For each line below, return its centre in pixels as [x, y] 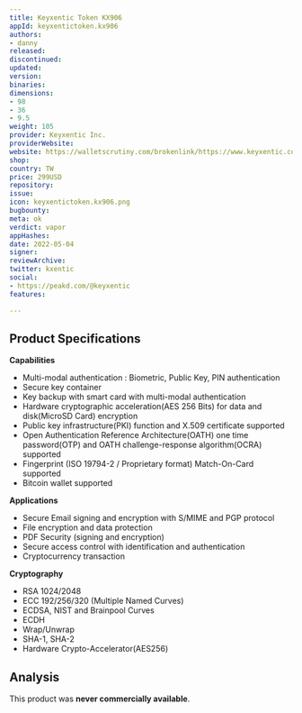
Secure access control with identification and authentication [133, 547]
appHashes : [30, 235]
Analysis [35, 677]
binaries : [28, 85]
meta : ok [26, 219]
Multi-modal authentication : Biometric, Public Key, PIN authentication [151, 378]
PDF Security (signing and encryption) [93, 537]
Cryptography [36, 574]
